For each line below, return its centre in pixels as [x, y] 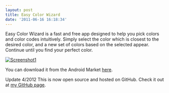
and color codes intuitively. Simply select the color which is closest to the [82, 39]
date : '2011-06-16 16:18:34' [36, 19]
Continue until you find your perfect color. [49, 50]
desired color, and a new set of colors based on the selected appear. [77, 45]
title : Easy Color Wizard [33, 15]
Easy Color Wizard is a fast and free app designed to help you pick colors [82, 34]
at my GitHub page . [26, 85]
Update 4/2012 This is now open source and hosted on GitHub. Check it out [85, 80]
